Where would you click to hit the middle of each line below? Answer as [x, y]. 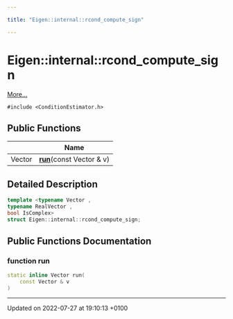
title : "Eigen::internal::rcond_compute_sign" [76, 19]
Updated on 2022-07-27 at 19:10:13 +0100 [68, 308]
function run [29, 261]
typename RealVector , [40, 207]
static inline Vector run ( [46, 275]
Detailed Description [53, 184]
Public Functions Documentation [79, 242]
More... [17, 94]
